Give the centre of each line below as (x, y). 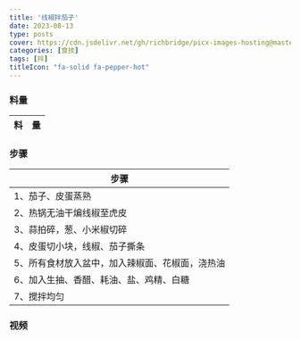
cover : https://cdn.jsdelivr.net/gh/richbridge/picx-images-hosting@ (142, 42)
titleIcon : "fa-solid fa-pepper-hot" (79, 68)
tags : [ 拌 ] (29, 59)
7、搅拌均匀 (39, 297)
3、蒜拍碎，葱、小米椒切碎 (71, 230)
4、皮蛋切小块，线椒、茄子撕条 (79, 246)
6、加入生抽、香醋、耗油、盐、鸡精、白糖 (102, 280)
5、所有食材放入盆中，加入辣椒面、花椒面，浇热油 (120, 263)
